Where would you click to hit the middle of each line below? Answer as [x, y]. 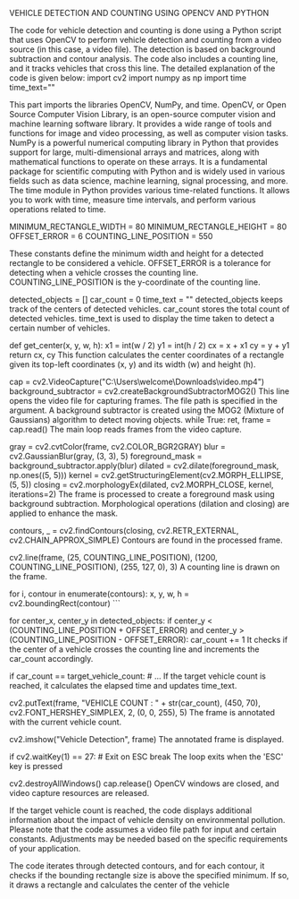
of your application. [45, 848]
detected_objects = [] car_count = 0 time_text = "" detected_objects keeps [146, 300]
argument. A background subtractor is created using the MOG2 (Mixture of [147, 410]
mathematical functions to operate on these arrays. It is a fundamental [138, 162]
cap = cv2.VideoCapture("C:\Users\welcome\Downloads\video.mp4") [137, 381]
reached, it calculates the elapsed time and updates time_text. [123, 685]
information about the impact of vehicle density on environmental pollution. [147, 820]
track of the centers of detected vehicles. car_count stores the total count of [149, 309]
